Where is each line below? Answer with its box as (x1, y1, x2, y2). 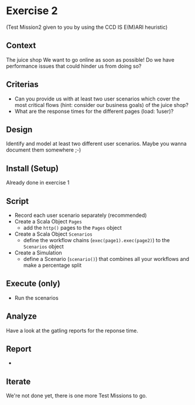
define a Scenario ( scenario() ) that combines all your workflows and (23, 256, 189, 262)
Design (6, 125, 33, 135)
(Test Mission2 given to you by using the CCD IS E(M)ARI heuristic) (6, 24, 168, 31)
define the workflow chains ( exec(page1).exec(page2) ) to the (23, 237, 170, 243)
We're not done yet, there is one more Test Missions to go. (6, 392, 148, 399)
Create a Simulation (14, 249, 63, 256)
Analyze (6, 312, 37, 322)
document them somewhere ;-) (6, 146, 81, 153)
